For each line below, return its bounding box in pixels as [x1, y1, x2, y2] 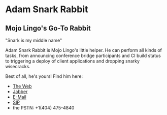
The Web [12, 83, 32, 89]
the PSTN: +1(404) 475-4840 [12, 105, 75, 110]
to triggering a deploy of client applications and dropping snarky [5, 58, 140, 64]
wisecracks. [5, 64, 30, 69]
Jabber [12, 89, 28, 95]
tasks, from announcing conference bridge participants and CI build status [5, 52, 161, 59]
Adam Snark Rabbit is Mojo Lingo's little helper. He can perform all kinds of [5, 47, 162, 53]
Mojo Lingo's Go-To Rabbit [5, 24, 91, 33]
